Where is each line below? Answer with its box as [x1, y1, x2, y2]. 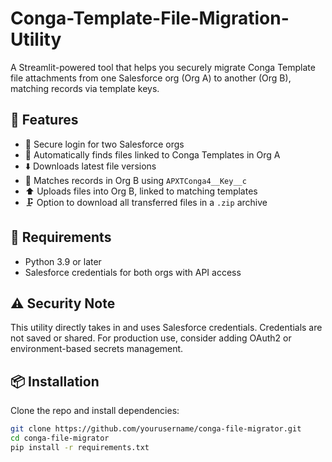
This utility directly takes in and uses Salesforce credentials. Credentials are [10, 322, 323, 334]
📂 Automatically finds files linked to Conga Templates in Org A [24, 148, 281, 161]
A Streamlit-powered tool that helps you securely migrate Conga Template [10, 61, 316, 73]
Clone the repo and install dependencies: [10, 405, 180, 417]
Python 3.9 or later [24, 255, 102, 267]
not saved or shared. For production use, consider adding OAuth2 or [10, 332, 292, 344]
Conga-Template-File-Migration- [10, 7, 290, 30]
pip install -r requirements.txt [10, 442, 150, 452]
